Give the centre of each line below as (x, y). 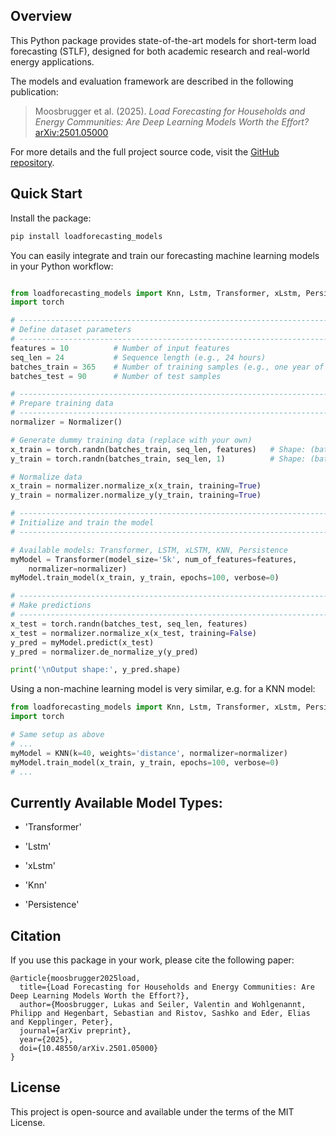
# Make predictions (51, 605)
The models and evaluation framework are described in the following (152, 81)
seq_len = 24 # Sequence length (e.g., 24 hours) (138, 357)
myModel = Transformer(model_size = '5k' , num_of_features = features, (154, 559)
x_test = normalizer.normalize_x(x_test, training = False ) (133, 633)
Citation (36, 935)
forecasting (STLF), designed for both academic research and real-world (160, 51)
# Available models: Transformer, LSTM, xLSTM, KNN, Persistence (149, 550)
